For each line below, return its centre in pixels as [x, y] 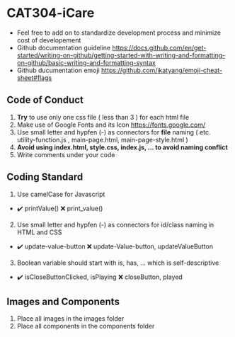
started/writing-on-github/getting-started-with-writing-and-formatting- [121, 55]
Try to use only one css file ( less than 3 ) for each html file [103, 117]
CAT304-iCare [51, 13]
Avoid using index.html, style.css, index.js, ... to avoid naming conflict [122, 147]
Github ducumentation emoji [58, 70]
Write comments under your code [66, 154]
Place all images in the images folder [70, 319]
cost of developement [49, 40]
